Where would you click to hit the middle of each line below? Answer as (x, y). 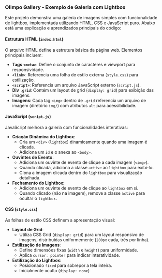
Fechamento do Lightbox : (38, 183)
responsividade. (28, 70)
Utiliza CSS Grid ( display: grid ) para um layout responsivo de (81, 234)
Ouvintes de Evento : (33, 157)
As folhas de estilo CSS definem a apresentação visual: (60, 220)
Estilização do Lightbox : (37, 260)
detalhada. (30, 177)
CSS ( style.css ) (21, 209)
